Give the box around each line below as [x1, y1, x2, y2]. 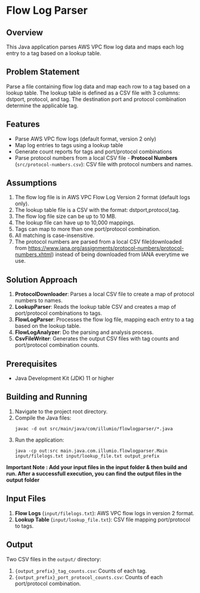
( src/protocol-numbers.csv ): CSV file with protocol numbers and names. [14, 160, 193, 168]
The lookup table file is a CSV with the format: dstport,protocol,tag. [14, 206, 180, 214]
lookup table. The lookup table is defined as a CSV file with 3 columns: [6, 89, 180, 96]
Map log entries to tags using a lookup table [14, 141, 124, 148]
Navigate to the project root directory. [14, 408, 108, 415]
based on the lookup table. [14, 323, 81, 330]
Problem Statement [6, 67, 80, 77]
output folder [6, 476, 40, 483]
